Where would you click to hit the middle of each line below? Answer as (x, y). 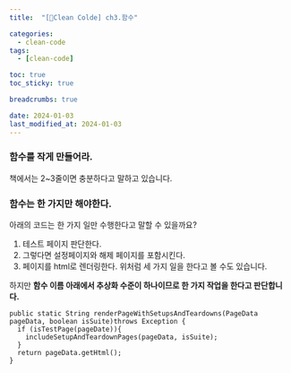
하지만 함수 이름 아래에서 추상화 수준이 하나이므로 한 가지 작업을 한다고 (131, 286)
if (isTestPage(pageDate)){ (70, 330)
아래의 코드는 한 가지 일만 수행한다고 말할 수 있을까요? (103, 225)
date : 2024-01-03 (42, 116)
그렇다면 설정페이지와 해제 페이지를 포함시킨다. (104, 256)
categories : (31, 34)
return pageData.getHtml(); (70, 353)
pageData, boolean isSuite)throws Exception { (98, 322)
